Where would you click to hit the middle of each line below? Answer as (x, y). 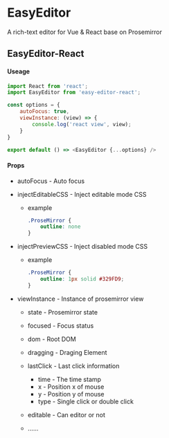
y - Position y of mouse (71, 394)
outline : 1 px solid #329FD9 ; (82, 279)
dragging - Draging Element (67, 352)
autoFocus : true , (45, 112)
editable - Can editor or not (66, 414)
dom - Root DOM (52, 339)
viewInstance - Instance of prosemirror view (80, 299)
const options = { (34, 105)
